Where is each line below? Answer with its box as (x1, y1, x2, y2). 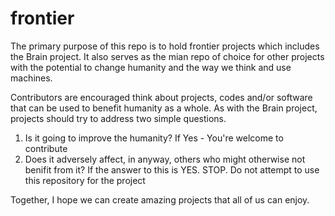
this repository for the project (24, 174, 146, 186)
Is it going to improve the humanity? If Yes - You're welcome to (24, 132, 284, 144)
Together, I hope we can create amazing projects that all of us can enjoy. (10, 193, 310, 206)
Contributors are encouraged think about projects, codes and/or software (10, 91, 313, 103)
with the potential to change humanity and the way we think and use (10, 61, 292, 73)
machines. (10, 72, 53, 84)
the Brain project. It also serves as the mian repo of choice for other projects (10, 50, 325, 62)
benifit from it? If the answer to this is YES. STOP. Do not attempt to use (24, 163, 320, 176)
